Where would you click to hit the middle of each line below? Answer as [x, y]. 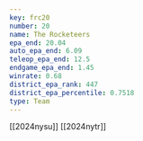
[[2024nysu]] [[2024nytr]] [58, 127]
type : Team [30, 101]
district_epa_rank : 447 [54, 84]
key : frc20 [30, 18]
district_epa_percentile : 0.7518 [72, 93]
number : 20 [30, 26]
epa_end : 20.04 [38, 43]
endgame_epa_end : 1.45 [52, 68]
